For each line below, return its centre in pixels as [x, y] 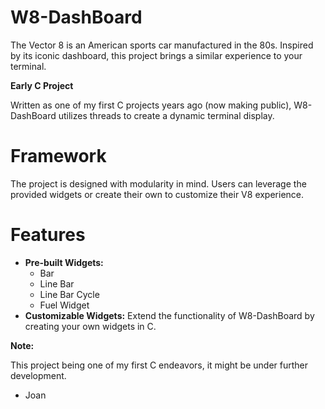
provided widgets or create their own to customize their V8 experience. [157, 194]
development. [38, 375]
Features [48, 235]
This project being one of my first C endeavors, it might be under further [159, 365]
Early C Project [42, 85]
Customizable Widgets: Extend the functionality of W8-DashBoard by [169, 315]
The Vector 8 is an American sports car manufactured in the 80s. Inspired [162, 45]
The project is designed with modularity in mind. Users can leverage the [158, 183]
